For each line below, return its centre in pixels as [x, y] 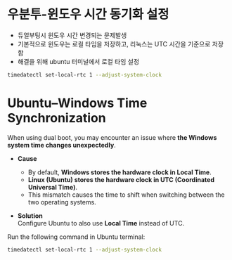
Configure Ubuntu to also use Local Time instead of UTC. [101, 223]
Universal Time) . [53, 187]
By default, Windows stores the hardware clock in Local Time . [120, 172]
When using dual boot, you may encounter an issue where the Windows [112, 137]
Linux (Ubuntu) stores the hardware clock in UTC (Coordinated [121, 179]
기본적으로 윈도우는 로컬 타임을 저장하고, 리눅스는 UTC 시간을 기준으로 [114, 44]
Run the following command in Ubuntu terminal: [76, 237]
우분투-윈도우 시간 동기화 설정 [88, 14]
